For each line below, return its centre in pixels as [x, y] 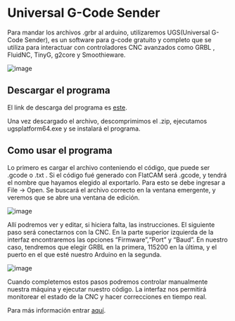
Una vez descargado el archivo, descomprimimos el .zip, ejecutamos [107, 121]
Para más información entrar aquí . [57, 310]
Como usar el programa [60, 151]
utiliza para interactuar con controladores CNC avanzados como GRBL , [111, 47]
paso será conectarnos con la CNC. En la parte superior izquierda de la [110, 232]
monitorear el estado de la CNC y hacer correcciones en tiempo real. [107, 296]
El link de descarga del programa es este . [68, 107]
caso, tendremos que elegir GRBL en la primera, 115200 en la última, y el [112, 247]
